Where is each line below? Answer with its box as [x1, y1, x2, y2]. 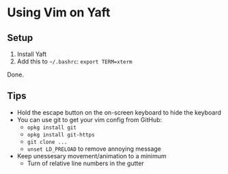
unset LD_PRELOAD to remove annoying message [27, 145, 162, 153]
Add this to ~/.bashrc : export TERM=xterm [16, 57, 133, 66]
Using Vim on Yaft [7, 5, 111, 20]
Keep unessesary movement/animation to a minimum [16, 151, 167, 160]
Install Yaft [16, 50, 47, 58]
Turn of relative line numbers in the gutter [27, 159, 145, 167]
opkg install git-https [27, 131, 96, 138]
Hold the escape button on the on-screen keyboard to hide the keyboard [16, 108, 222, 117]
